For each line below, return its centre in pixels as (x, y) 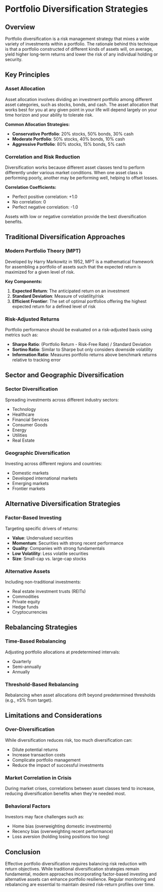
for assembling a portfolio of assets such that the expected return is (73, 266)
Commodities (25, 596)
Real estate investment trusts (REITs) (49, 591)
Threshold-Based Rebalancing (42, 684)
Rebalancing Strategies (41, 627)
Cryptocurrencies (30, 612)
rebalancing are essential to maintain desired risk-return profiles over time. (80, 885)
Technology (24, 409)
